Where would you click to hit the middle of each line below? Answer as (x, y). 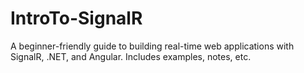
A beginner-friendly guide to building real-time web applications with (152, 46)
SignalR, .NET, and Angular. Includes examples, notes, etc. (131, 56)
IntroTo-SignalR (76, 18)
